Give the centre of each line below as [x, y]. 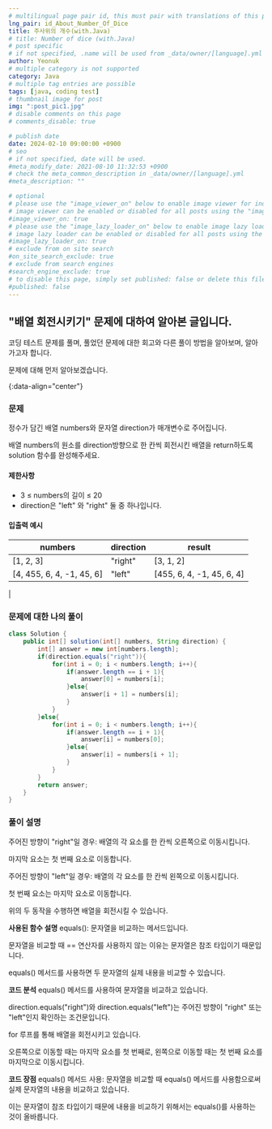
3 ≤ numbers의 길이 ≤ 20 [61, 495]
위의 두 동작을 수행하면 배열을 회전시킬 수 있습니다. [88, 911]
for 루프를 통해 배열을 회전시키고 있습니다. [75, 1034]
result [199, 547]
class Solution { [38, 634]
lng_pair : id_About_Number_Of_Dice [68, 24]
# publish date [34, 136]
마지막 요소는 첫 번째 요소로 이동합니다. [70, 859]
